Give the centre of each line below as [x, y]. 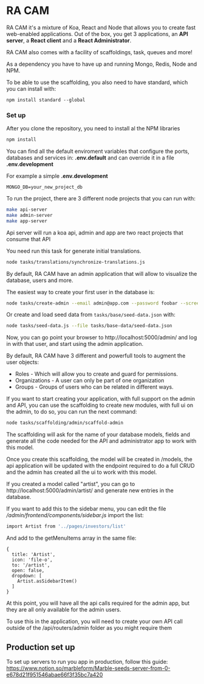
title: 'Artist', [34, 555]
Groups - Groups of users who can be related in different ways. [94, 387]
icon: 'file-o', [32, 560]
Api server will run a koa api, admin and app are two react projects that [95, 233]
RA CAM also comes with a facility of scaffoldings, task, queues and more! [100, 52]
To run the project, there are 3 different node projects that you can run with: [101, 199]
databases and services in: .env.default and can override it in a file [90, 158]
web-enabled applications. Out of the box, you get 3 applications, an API [97, 33]
